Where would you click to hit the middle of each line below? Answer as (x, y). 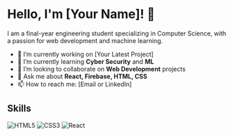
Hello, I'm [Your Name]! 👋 (81, 14)
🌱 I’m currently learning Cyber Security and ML (86, 61)
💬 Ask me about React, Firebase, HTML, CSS (82, 76)
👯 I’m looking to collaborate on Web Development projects (101, 69)
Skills (19, 109)
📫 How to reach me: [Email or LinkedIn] (74, 84)
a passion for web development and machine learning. (85, 40)
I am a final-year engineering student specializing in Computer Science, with (117, 33)
